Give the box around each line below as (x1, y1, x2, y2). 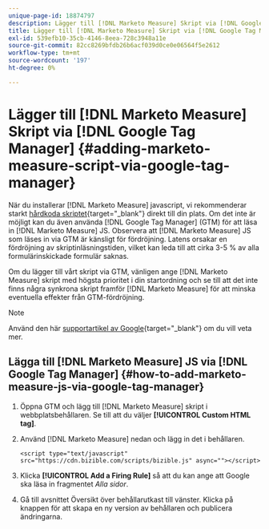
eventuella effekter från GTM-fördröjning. (8, 292, 145, 301)
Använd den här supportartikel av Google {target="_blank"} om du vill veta (8, 323, 252, 333)
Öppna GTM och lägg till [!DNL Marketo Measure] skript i (19, 402, 208, 411)
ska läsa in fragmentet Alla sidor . (19, 479, 129, 489)
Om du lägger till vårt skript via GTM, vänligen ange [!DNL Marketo (8, 266, 228, 277)
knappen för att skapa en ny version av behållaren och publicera (19, 503, 233, 513)
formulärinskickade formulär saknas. (8, 251, 130, 260)
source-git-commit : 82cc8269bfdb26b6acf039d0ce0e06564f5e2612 (8, 42, 220, 50)
